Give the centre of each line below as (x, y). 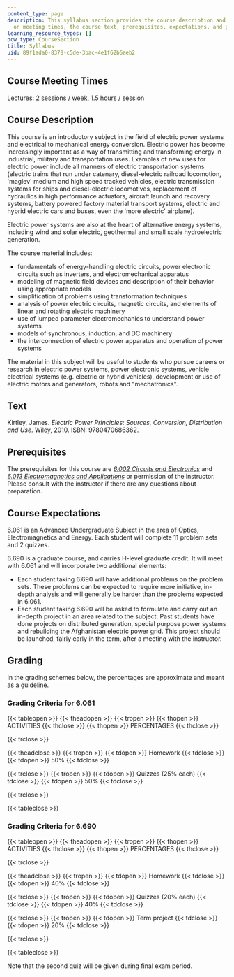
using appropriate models (54, 289)
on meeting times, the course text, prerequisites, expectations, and (118, 27)
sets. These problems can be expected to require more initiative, (110, 586)
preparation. (25, 491)
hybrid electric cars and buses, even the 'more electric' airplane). (101, 211)
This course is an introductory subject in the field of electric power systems (116, 136)
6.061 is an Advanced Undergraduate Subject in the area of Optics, (103, 530)
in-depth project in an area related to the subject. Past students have (116, 616)
